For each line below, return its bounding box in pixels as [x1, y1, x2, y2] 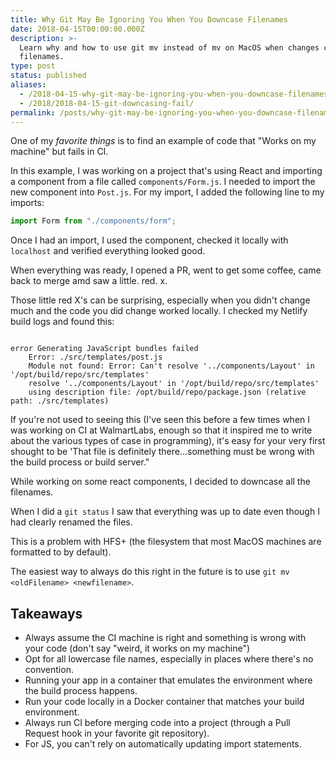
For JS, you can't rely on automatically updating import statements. [24, 738, 302, 750]
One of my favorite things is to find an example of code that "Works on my [10, 135, 317, 147]
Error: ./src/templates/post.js [28, 352, 163, 363]
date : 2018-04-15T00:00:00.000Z [10, 24, 145, 34]
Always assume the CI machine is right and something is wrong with [24, 632, 307, 644]
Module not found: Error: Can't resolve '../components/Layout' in [28, 361, 315, 371]
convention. [24, 664, 74, 676]
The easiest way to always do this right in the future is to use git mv [10, 566, 290, 578]
